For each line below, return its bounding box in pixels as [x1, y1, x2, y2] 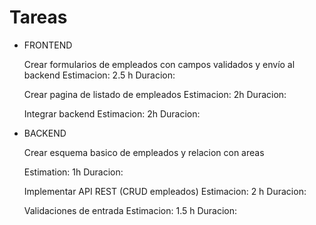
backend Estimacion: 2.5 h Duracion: [23, 69, 176, 81]
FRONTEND [23, 39, 73, 51]
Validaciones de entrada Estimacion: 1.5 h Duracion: [23, 204, 238, 216]
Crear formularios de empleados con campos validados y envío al [23, 58, 296, 70]
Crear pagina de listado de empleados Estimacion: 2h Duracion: [23, 88, 287, 100]
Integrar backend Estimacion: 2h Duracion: [23, 107, 201, 120]
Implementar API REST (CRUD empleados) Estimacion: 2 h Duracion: [23, 185, 307, 197]
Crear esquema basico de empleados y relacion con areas [23, 146, 265, 158]
